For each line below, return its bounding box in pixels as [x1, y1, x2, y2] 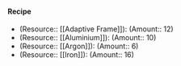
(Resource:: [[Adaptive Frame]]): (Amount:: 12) [19, 24, 175, 34]
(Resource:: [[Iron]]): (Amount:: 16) [19, 50, 135, 60]
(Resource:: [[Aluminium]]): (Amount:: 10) [19, 33, 157, 43]
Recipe [7, 6, 32, 16]
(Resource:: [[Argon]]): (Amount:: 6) [19, 41, 139, 52]
